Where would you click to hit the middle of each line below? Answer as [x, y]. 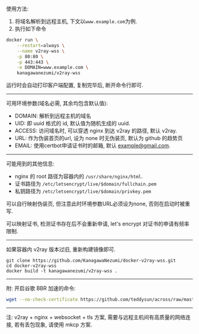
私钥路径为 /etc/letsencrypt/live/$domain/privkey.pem [83, 191]
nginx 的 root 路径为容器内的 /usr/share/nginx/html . [79, 176]
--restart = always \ [41, 45]
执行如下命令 [30, 29]
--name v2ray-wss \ [41, 51]
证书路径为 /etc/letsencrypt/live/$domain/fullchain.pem [86, 184]
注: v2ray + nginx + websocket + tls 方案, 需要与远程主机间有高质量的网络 [96, 317]
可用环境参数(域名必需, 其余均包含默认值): [57, 103]
